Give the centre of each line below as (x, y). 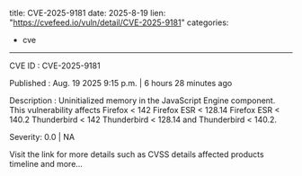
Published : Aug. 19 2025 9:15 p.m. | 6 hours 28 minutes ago (121, 83)
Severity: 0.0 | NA (42, 137)
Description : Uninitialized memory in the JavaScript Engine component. (142, 101)
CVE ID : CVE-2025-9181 (55, 66)
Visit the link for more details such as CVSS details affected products (137, 154)
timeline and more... (46, 164)
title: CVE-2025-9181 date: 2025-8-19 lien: (88, 13)
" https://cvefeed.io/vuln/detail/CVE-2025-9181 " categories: (119, 22)
